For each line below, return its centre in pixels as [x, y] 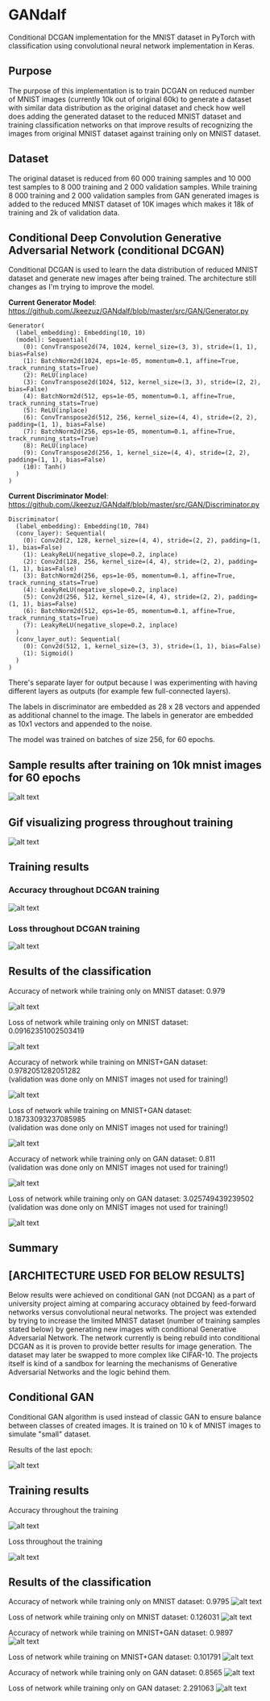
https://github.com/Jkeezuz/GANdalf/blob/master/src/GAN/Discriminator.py [134, 505]
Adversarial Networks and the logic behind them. [89, 1372]
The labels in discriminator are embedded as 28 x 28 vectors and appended [134, 707]
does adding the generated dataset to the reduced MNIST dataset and [125, 116]
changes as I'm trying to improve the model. [81, 287]
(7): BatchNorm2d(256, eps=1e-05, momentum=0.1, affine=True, [129, 432]
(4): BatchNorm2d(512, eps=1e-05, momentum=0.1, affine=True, [129, 397]
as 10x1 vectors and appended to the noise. [80, 724]
